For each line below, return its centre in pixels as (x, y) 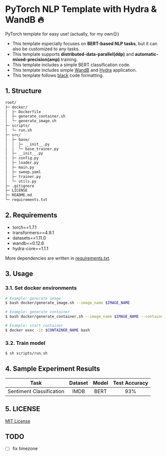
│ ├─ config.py (22, 158)
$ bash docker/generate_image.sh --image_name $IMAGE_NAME (68, 303)
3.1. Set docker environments (41, 288)
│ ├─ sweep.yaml (23, 172)
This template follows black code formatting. (58, 75)
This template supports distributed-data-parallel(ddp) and (73, 54)
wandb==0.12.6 (28, 243)
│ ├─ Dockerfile (23, 112)
